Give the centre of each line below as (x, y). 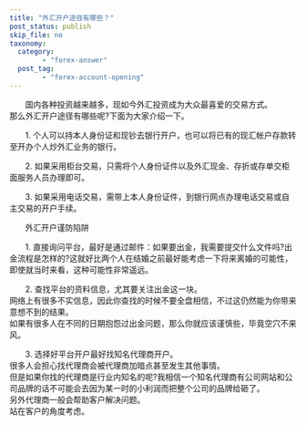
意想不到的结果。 (41, 312)
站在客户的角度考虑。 (49, 410)
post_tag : (36, 69)
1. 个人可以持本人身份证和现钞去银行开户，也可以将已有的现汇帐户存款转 (161, 135)
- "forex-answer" (75, 60)
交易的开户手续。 (49, 208)
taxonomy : (28, 43)
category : (36, 52)
